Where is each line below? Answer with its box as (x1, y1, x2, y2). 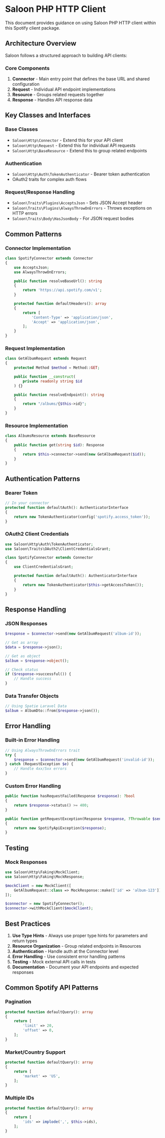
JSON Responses (5, 620, 48, 627)
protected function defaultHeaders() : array (14, 301, 107, 306)
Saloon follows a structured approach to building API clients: (5, 52, 128, 58)
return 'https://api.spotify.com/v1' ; (23, 287, 102, 293)
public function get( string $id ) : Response (14, 442, 105, 447)
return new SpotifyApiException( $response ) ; (14, 825, 107, 830)
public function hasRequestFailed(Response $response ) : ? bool (5, 794, 135, 799)
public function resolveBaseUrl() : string (14, 279, 102, 284)
